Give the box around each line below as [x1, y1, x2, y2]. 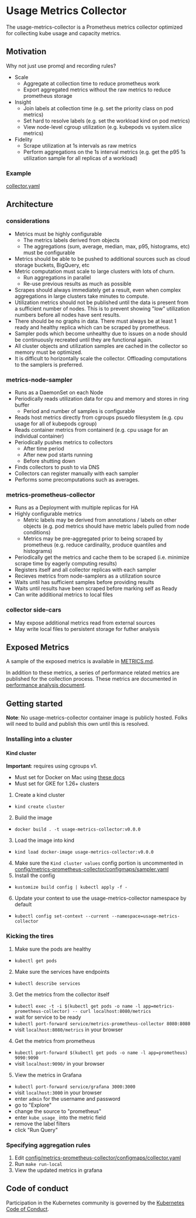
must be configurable [23, 249, 75, 256]
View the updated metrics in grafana [14, 1166, 102, 1173]
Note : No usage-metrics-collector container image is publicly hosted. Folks [6, 714, 188, 721]
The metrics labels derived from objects [23, 236, 120, 244]
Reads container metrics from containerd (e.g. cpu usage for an [14, 427, 169, 434]
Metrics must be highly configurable [14, 230, 102, 237]
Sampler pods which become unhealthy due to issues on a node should [14, 330, 187, 337]
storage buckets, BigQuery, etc [14, 261, 90, 268]
